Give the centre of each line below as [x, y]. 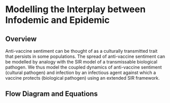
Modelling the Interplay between [76, 9]
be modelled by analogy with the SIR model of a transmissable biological [81, 62]
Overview [21, 39]
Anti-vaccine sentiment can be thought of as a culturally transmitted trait [81, 51]
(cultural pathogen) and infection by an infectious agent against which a [81, 73]
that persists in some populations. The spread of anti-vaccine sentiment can [85, 56]
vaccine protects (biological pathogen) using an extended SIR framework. [83, 78]
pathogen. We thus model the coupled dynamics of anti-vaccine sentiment [83, 67]
